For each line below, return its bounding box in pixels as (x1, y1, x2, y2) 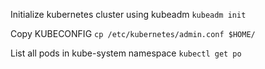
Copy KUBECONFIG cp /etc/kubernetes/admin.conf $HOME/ (10, 28, 256, 39)
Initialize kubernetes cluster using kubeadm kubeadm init (10, 9, 247, 20)
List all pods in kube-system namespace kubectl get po (10, 47, 242, 59)
